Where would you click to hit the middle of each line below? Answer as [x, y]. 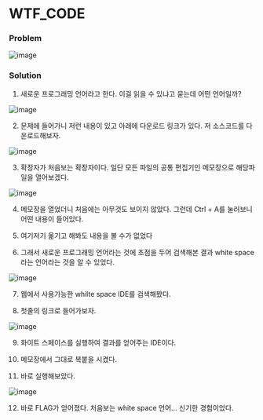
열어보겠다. [52, 177]
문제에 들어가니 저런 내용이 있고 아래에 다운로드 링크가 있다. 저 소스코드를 [132, 126]
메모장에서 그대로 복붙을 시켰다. [68, 359]
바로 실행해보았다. [47, 376]
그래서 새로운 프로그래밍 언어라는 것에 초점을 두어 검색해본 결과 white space [137, 252]
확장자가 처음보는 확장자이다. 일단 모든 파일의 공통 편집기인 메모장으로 [127, 167]
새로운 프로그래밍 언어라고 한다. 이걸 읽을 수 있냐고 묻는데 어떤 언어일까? [131, 93]
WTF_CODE [47, 14]
